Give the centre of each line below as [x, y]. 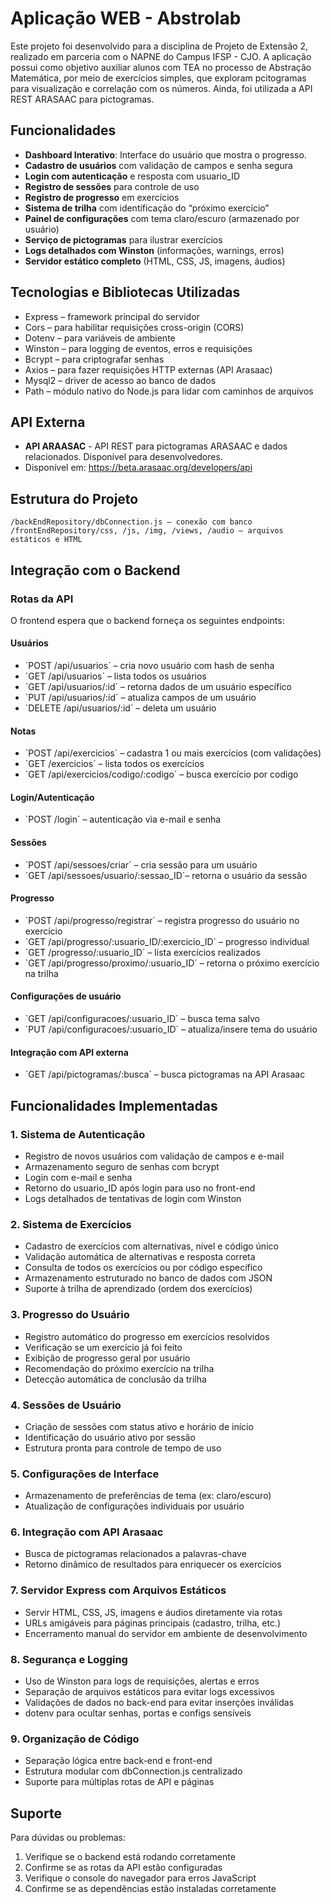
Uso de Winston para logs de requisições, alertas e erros [142, 1681]
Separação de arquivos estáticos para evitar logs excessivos [149, 1692]
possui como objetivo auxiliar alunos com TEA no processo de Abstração [161, 67]
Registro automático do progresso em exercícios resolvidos [147, 1336]
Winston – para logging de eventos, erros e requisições [138, 348]
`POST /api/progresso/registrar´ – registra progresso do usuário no [162, 920]
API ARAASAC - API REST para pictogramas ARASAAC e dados [156, 446]
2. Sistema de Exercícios [71, 1224]
